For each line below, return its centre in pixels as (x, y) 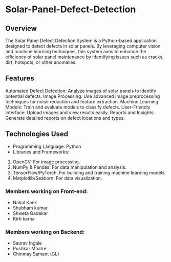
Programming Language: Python (47, 146)
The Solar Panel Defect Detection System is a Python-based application (81, 40)
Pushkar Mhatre (30, 249)
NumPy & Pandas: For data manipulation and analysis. (70, 167)
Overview (21, 28)
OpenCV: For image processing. (46, 162)
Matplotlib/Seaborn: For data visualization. (57, 178)
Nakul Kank (25, 202)
